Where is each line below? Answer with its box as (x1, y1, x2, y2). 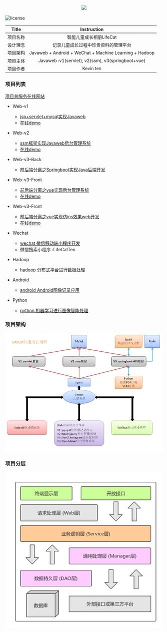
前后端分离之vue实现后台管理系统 (19, 187, 89, 193)
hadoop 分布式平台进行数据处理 (19, 267, 85, 273)
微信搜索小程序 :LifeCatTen (19, 246, 76, 252)
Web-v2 (12, 130, 29, 136)
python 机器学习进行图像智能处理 (19, 307, 88, 313)
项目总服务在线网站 (5, 93, 45, 99)
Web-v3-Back (12, 156, 41, 162)
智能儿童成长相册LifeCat (66, 34, 117, 40)
